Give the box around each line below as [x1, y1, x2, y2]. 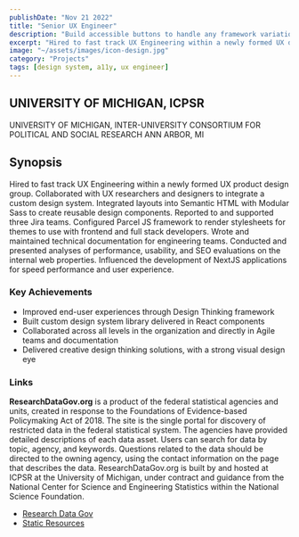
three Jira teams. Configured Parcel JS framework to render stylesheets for [9, 216, 287, 227]
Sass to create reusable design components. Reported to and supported [9, 207, 274, 218]
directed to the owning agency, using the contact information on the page [9, 453, 279, 464]
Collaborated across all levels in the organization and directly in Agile [21, 325, 276, 335]
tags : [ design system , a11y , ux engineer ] [9, 63, 169, 72]
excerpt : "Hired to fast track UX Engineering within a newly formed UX [9, 37, 285, 47]
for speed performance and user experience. [9, 264, 174, 275]
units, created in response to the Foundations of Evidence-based [9, 406, 247, 417]
